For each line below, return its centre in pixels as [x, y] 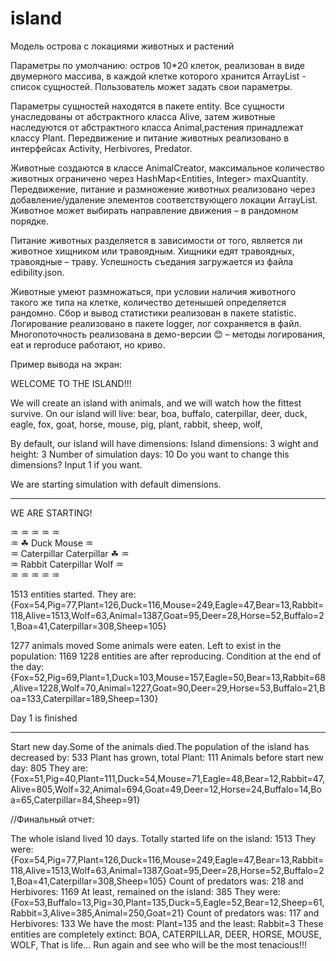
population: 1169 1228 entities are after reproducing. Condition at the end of [166, 656]
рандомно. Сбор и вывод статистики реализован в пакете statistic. [153, 313]
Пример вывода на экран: [66, 364]
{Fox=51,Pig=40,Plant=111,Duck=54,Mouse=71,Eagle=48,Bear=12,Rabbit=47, [168, 778]
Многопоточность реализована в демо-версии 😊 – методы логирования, [168, 334]
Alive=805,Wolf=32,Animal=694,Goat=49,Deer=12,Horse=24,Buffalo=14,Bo [166, 789]
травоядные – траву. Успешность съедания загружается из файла [152, 261]
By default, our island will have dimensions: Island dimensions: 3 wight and [164, 443]
